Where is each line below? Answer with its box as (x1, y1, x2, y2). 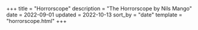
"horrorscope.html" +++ (6, 18, 67, 24)
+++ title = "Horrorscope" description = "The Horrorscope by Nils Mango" (6, 5, 193, 12)
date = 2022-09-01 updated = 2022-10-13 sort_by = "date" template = (6, 11, 183, 18)
